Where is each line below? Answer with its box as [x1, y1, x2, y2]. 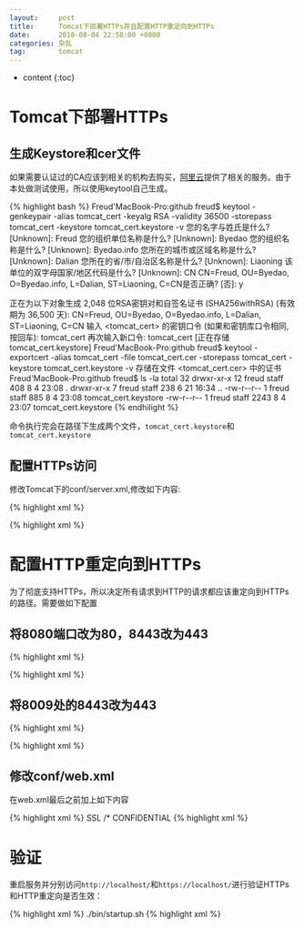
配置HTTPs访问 [9, 458, 97, 473]
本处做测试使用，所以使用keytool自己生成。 [9, 183, 173, 194]
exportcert [9, 352, 49, 363]
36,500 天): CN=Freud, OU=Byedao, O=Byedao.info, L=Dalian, [26, 309, 262, 320]
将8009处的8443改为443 [9, 698, 157, 713]
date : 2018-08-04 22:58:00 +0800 [9, 30, 161, 39]
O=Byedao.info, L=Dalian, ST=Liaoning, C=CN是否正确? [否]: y [9, 278, 244, 289]
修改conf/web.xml [9, 768, 115, 783]
